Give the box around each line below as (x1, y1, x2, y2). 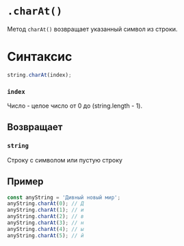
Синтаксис (7, 49, 73, 64)
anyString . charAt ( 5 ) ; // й (7, 232, 84, 239)
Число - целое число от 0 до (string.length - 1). (7, 101, 142, 110)
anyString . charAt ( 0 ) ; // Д (7, 200, 84, 207)
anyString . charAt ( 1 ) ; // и (7, 207, 84, 214)
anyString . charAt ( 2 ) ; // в (7, 213, 84, 220)
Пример (7, 176, 44, 188)
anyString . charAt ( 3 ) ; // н (7, 219, 84, 227)
